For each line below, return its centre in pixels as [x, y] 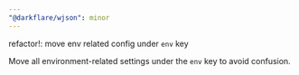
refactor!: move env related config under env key [98, 43]
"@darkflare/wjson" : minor [59, 18]
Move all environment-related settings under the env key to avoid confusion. [149, 61]
